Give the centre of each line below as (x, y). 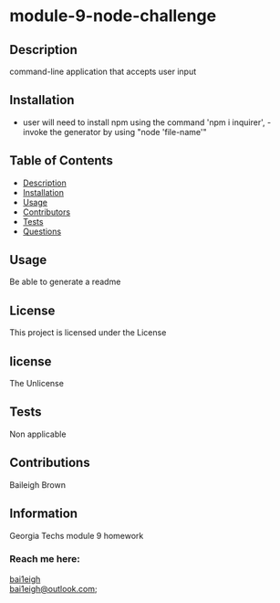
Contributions (50, 463)
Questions (42, 231)
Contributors (47, 212)
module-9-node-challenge (113, 16)
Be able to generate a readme (65, 282)
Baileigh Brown (38, 484)
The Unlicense (36, 384)
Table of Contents (62, 161)
